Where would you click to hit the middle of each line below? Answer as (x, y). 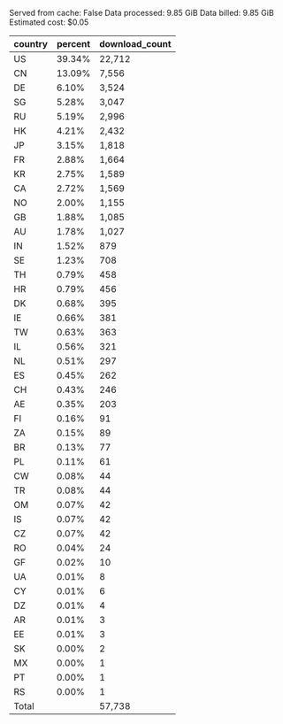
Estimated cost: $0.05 (49, 22)
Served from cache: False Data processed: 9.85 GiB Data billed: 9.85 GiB (141, 13)
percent (73, 44)
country (31, 44)
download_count (135, 44)
